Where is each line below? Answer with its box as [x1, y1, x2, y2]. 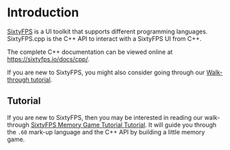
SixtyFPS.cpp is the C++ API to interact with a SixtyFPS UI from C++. [7, 34, 202, 42]
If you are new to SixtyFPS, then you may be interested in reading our [7, 113, 203, 121]
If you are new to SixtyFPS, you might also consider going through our [7, 68, 205, 76]
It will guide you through [148, 121, 217, 129]
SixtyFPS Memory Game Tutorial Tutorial [30, 121, 146, 129]
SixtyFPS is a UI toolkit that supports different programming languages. [7, 27, 208, 35]
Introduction [7, 5, 79, 20]
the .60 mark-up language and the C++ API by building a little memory [7, 127, 205, 136]
